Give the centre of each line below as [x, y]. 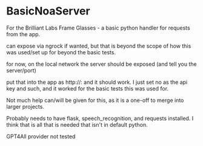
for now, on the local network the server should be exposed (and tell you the [101, 64]
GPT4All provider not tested [41, 136]
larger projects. [25, 106]
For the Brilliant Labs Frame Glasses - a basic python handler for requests [98, 28]
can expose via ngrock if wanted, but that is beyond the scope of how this [99, 46]
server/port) [21, 70]
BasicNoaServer [48, 11]
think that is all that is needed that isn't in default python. [77, 124]
